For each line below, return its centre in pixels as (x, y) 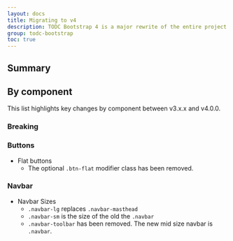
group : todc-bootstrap (40, 33)
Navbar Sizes (37, 201)
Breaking (23, 126)
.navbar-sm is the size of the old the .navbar (91, 216)
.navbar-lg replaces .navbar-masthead (83, 209)
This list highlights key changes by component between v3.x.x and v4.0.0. (114, 108)
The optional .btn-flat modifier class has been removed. (111, 168)
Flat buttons (35, 161)
